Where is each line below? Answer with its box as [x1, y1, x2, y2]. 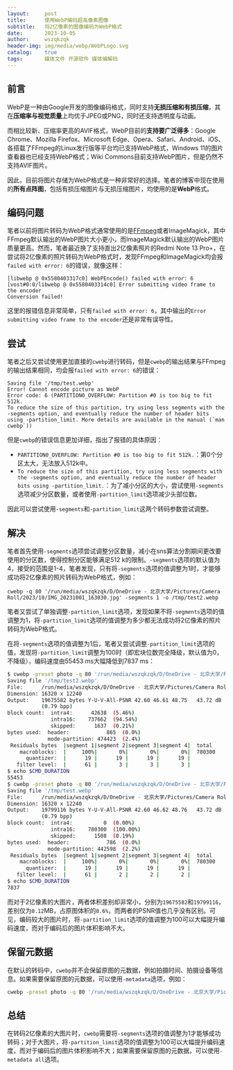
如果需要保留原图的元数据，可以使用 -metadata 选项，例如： [19, 975, 187, 983]
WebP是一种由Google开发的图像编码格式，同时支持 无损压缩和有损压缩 [7, 102, 209, 111]
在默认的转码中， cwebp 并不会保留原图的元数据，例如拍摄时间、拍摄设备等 [7, 966, 217, 974]
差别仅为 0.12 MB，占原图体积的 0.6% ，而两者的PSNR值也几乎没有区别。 [7, 906, 210, 915]
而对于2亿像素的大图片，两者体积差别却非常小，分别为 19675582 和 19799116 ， [7, 897, 225, 906]
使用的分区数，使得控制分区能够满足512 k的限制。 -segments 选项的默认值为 [7, 556, 221, 564]
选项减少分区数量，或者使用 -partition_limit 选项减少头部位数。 [17, 490, 201, 498]
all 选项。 [35, 1055, 63, 1064]
